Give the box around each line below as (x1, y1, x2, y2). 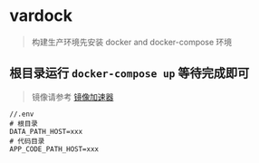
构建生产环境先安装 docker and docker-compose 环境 (31, 36, 233, 47)
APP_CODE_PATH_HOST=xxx (9, 144, 100, 154)
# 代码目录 (9, 137, 45, 146)
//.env (9, 110, 34, 119)
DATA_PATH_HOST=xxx (9, 127, 83, 136)
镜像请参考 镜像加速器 (31, 91, 114, 102)
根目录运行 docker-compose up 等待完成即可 (9, 65, 250, 81)
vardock (9, 5, 73, 26)
